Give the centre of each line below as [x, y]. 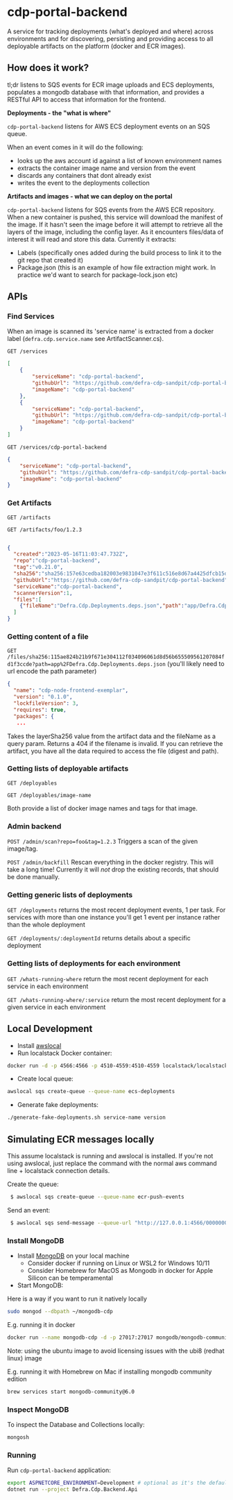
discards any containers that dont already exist [84, 175]
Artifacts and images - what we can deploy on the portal [90, 196]
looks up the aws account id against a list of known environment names [119, 160]
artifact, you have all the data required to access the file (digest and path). [113, 751]
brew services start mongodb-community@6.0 [71, 1392]
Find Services [31, 317]
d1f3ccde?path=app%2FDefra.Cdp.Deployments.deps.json [87, 665]
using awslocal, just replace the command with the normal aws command [112, 1163]
